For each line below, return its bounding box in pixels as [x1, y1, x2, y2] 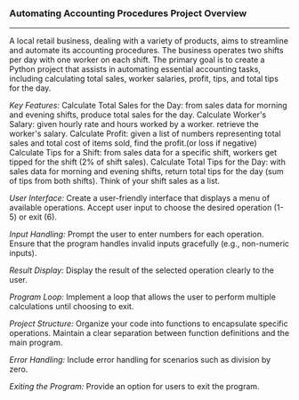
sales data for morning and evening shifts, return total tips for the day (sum [9, 166, 285, 177]
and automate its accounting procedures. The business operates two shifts [9, 45, 284, 56]
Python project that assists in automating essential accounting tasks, [9, 64, 261, 75]
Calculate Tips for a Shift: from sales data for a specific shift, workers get [9, 148, 278, 158]
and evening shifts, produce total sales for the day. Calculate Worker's [9, 109, 267, 120]
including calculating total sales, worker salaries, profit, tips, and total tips [9, 74, 279, 84]
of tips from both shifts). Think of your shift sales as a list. [9, 176, 221, 187]
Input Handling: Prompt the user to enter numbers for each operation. [9, 229, 264, 240]
